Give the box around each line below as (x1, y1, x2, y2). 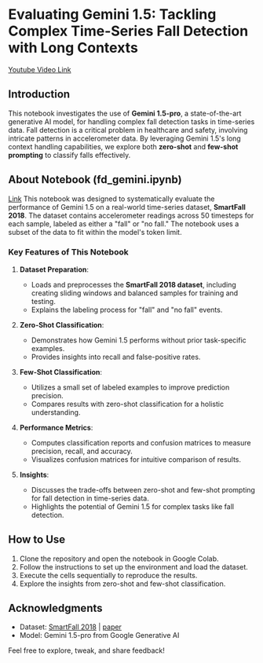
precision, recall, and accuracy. (31, 446, 133, 456)
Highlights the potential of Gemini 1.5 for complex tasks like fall (31, 501, 234, 511)
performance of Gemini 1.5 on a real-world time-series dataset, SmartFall (8, 202, 246, 211)
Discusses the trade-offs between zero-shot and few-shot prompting (31, 485, 255, 494)
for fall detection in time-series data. (31, 493, 149, 503)
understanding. (31, 407, 81, 417)
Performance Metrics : (19, 423, 93, 432)
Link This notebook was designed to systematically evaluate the (8, 194, 215, 203)
